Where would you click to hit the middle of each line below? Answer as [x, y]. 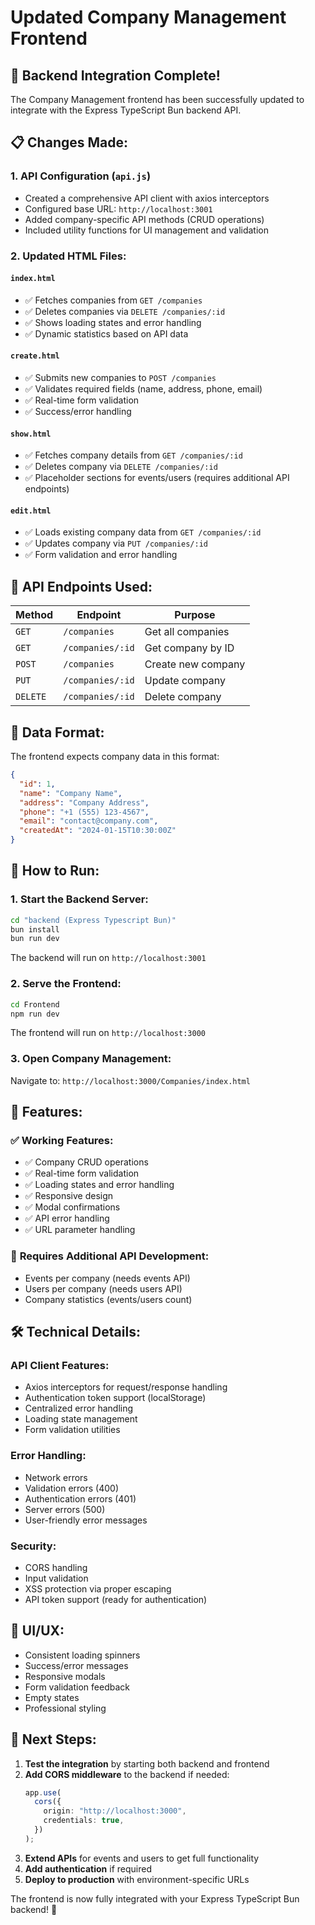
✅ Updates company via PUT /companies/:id [116, 543]
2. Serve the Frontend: [66, 984]
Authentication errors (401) [80, 1498]
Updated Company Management [148, 17]
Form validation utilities [72, 1430]
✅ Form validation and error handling [101, 555]
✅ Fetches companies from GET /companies [113, 300]
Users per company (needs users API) [103, 1288]
